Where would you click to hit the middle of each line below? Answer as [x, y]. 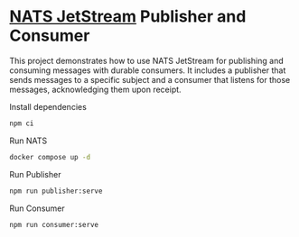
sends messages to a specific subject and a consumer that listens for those [150, 79]
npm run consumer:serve [54, 224]
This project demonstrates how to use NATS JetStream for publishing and [146, 60]
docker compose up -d [50, 157]
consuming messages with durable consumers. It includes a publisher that [148, 70]
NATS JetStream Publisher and [128, 17]
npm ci [22, 123]
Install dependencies [48, 106]
